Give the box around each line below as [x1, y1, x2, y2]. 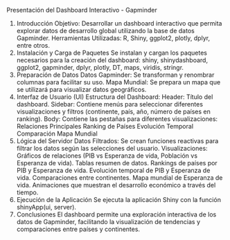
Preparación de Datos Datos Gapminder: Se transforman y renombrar [16, 71, 215, 79]
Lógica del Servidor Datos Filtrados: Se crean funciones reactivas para [16, 137, 219, 145]
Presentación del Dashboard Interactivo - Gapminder [6, 6, 157, 14]
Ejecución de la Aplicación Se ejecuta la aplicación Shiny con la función [16, 196, 221, 203]
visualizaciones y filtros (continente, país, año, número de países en [16, 107, 211, 116]
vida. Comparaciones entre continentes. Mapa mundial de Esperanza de [16, 174, 223, 182]
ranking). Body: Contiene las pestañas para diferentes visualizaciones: [16, 115, 218, 123]
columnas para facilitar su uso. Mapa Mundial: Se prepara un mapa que [16, 78, 221, 86]
